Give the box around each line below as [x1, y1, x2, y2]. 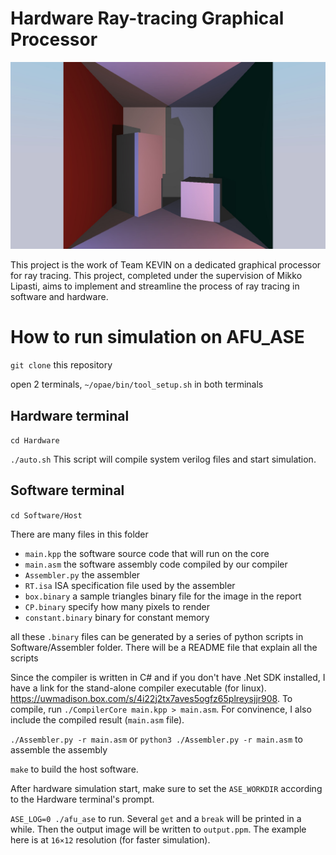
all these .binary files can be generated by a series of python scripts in [10, 630, 304, 642]
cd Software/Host [10, 510, 83, 521]
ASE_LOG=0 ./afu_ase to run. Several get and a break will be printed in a [10, 812, 302, 824]
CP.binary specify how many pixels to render [24, 600, 210, 612]
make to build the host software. [10, 763, 139, 775]
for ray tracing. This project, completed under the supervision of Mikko [10, 270, 303, 282]
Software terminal [10, 482, 125, 499]
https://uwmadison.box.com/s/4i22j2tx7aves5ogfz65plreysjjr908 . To [10, 692, 293, 704]
